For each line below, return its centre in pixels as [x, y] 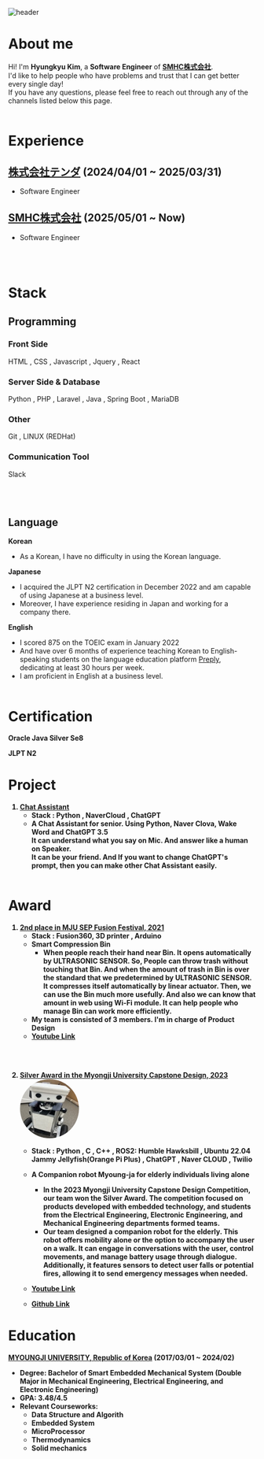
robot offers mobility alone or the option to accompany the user [149, 1240]
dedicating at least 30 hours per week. [82, 668]
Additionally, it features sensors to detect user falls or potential [148, 1265]
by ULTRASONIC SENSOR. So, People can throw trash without [146, 961]
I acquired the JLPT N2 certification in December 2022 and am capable [135, 587]
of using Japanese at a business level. [81, 595]
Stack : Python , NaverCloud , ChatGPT [96, 816]
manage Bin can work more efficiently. [107, 1011]
